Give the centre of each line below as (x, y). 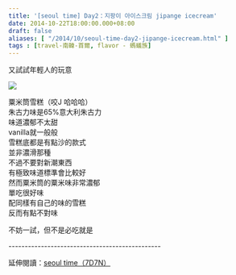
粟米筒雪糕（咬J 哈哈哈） (50, 102)
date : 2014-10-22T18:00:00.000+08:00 (72, 23)
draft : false (30, 31)
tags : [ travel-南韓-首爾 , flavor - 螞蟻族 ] (80, 46)
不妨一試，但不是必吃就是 (51, 230)
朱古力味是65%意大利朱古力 (55, 112)
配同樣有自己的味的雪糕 (47, 203)
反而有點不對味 (33, 213)
